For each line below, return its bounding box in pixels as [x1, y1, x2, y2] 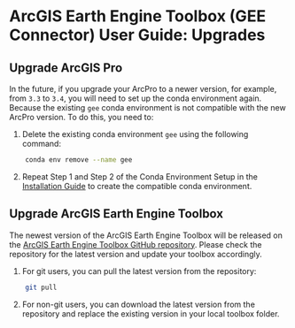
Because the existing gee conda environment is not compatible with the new [9, 103, 286, 112]
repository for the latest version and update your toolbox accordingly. [9, 248, 263, 259]
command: [21, 139, 62, 149]
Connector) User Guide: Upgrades [9, 25, 266, 45]
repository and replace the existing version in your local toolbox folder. [21, 308, 280, 319]
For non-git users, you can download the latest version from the [21, 299, 255, 309]
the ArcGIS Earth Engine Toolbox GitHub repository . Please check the [9, 239, 262, 249]
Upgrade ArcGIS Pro [9, 60, 123, 75]
